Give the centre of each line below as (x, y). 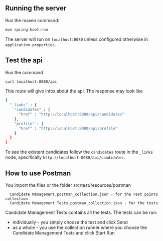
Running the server (36, 8)
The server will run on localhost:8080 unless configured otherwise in (76, 39)
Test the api (24, 61)
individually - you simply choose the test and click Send (70, 222)
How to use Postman (38, 173)
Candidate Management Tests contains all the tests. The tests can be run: (81, 212)
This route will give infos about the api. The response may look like (74, 91)
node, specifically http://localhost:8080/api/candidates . (65, 157)
